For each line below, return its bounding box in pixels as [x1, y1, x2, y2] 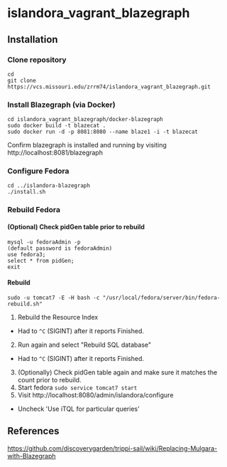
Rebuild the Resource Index [17, 313, 99, 321]
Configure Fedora [7, 166, 70, 176]
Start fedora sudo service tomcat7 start [17, 383, 138, 392]
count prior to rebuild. [17, 375, 82, 384]
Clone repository [7, 55, 67, 65]
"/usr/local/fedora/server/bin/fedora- [102, 294, 221, 301]
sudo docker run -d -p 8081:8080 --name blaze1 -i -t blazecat [7, 128, 199, 136]
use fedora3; [7, 251, 46, 258]
